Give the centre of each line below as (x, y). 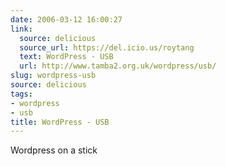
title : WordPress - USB (60, 122)
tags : (21, 94)
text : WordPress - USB (66, 57)
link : (21, 29)
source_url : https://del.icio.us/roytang (107, 47)
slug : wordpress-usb (53, 76)
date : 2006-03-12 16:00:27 (66, 19)
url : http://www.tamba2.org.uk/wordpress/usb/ (118, 66)
